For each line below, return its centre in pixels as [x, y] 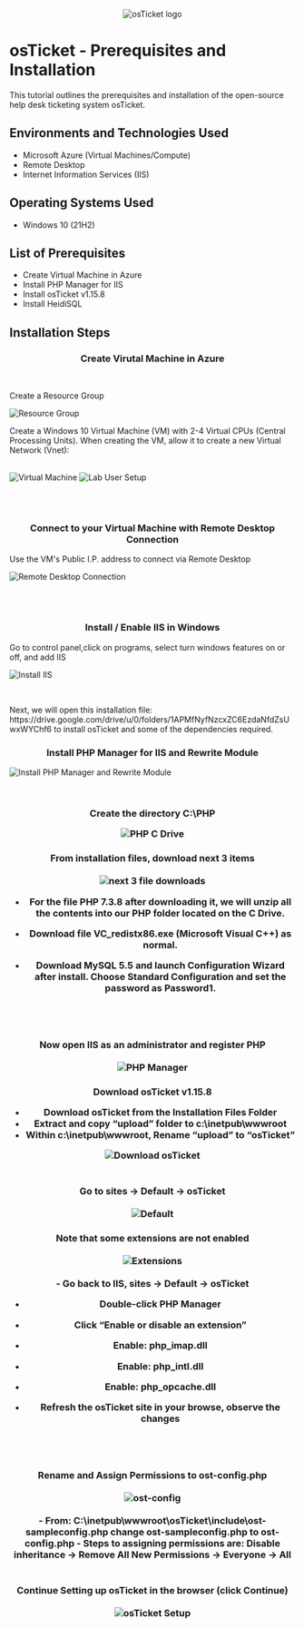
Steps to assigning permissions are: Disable [182, 1543]
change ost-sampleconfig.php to [185, 1532]
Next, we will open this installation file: [81, 710]
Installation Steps [60, 333]
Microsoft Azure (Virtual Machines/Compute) [107, 155]
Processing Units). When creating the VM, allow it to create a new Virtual [145, 441]
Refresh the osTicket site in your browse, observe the [161, 1407]
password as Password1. [160, 988]
